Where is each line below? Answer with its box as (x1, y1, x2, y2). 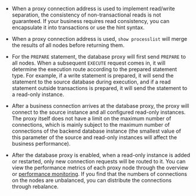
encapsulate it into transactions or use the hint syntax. (11, 24, 145, 31)
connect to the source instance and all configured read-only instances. (11, 109, 186, 115)
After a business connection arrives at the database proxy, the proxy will (11, 102, 189, 109)
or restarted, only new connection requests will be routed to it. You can (11, 158, 186, 165)
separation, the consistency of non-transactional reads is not (11, 11, 162, 18)
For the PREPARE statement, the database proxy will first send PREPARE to (11, 53, 186, 60)
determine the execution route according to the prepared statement (11, 66, 177, 73)
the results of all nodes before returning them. (11, 41, 125, 49)
